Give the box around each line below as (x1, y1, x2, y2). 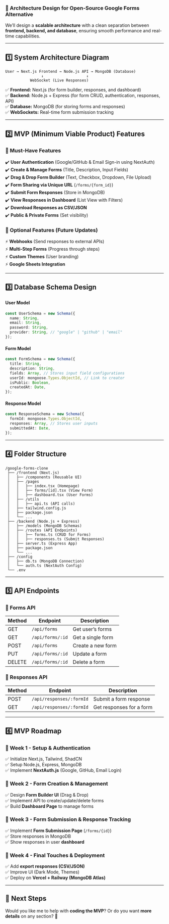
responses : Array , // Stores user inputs (10, 421, 98, 426)
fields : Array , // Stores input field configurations (10, 371, 125, 376)
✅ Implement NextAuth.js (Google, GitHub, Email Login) (5, 767, 122, 773)
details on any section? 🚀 (5, 913, 58, 919)
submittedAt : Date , (10, 426, 51, 431)
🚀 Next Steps (5, 894, 47, 903)
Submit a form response (93, 695, 150, 702)
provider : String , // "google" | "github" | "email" (10, 330, 123, 335)
